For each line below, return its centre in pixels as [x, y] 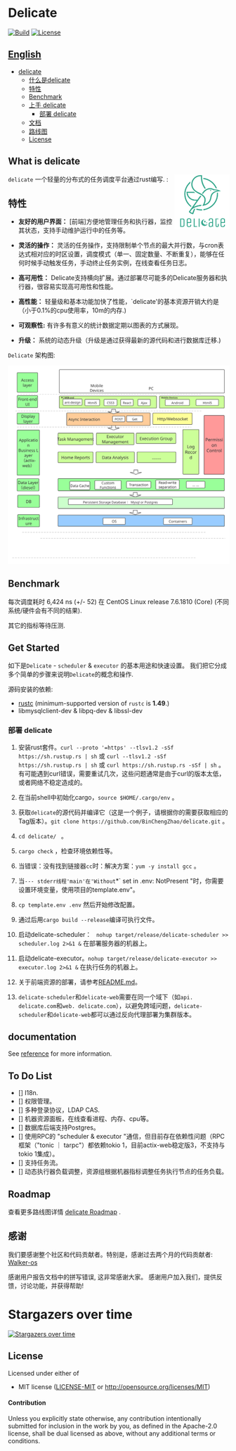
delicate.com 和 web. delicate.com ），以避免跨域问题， [96, 1005]
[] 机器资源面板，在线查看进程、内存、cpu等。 [85, 1119]
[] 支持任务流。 [40, 1163]
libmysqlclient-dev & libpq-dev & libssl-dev [80, 711]
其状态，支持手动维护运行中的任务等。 [73, 231]
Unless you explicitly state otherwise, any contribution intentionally [105, 1418]
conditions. [24, 1440]
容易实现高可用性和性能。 [80, 287]
